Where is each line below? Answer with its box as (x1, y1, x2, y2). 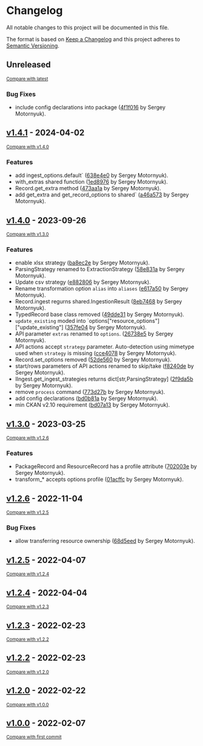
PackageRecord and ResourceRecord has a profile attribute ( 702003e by (15, 463, 197, 470)
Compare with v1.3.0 (6, 231, 49, 237)
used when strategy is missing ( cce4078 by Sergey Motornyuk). (15, 350, 177, 357)
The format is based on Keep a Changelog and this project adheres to (6, 35, 181, 43)
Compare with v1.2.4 (6, 571, 50, 578)
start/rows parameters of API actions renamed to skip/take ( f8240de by (15, 362, 194, 370)
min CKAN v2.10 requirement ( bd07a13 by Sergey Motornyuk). (15, 401, 170, 409)
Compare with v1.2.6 (6, 435, 50, 441)
